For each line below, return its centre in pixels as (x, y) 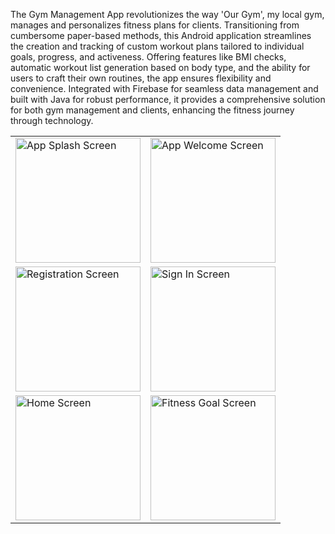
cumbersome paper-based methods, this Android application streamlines (161, 35)
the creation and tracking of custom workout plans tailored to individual (157, 46)
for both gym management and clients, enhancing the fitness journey (152, 110)
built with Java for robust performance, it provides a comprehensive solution (168, 99)
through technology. (52, 120)
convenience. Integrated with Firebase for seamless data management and (164, 88)
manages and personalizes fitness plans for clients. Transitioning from (155, 25)
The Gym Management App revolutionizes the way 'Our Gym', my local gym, (167, 14)
